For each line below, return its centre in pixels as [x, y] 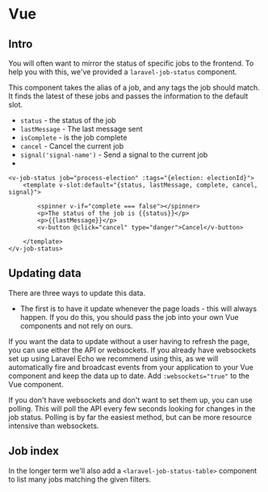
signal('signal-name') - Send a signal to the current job [114, 155]
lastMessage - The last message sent [81, 129]
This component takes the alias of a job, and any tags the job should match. [134, 87]
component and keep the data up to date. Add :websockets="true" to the [129, 376]
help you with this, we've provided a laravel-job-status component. [123, 72]
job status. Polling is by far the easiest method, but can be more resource [130, 417]
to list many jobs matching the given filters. [80, 479]
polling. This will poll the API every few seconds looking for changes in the [132, 408]
